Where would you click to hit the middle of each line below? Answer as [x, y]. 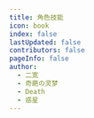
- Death [31, 91]
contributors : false [47, 51]
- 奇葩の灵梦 [38, 83]
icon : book [29, 26]
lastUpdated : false [45, 42]
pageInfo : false [39, 59]
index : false [33, 34]
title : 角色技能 [36, 17]
